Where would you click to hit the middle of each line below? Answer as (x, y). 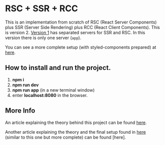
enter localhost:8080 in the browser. (50, 95)
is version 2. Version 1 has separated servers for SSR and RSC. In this (75, 32)
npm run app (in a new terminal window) (53, 90)
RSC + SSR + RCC (41, 9)
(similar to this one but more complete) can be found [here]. (66, 137)
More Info (20, 111)
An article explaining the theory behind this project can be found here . (76, 122)
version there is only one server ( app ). (43, 38)
